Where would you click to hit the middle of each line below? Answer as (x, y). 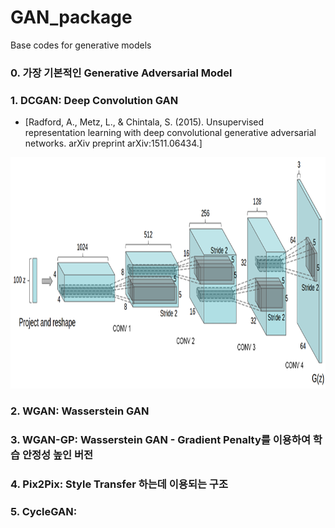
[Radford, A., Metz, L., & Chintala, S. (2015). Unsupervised (144, 122)
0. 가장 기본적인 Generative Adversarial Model (121, 73)
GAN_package (71, 17)
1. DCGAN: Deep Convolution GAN (94, 100)
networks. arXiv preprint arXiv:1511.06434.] (113, 143)
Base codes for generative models (81, 45)
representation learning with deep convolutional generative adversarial (170, 133)
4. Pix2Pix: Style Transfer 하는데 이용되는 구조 (119, 484)
